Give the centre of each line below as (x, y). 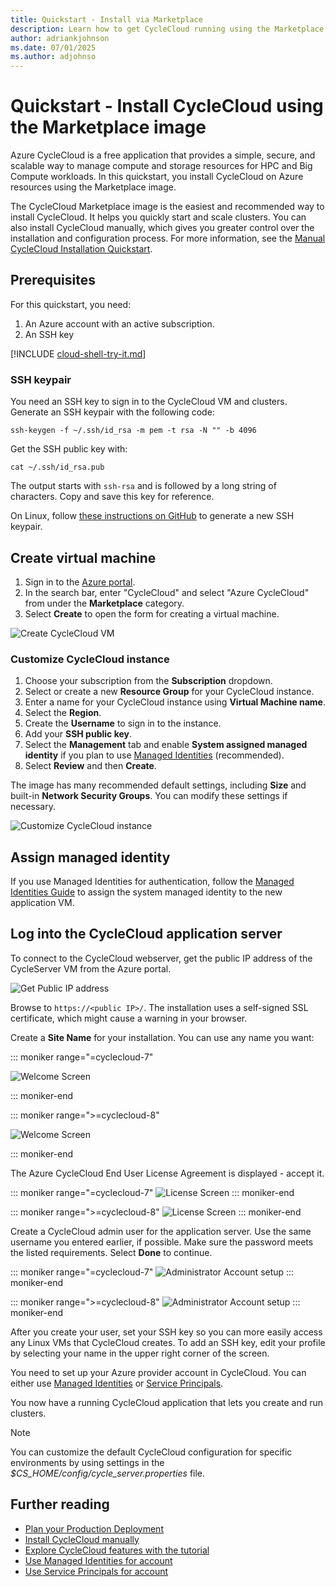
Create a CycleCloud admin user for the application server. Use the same (161, 1231)
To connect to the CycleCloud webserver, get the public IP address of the (161, 958)
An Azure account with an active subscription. (119, 323)
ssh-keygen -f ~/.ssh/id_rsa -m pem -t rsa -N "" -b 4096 (133, 431)
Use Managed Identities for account (98, 1560)
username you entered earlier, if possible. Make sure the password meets (162, 1242)
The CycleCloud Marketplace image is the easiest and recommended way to (167, 207)
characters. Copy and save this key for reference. (112, 497)
